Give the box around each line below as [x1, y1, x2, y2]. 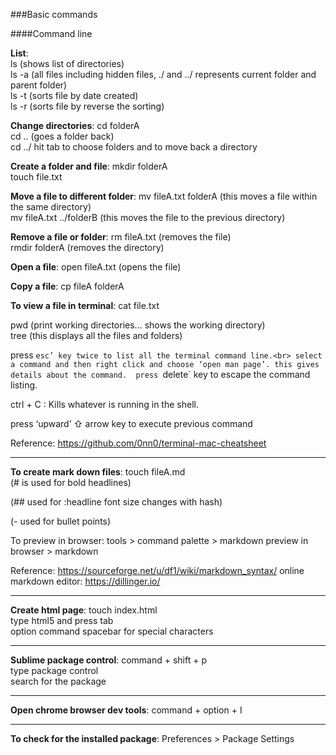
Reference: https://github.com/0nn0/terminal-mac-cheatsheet [10, 437, 267, 449]
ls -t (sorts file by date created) [10, 90, 139, 101]
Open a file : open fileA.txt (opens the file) [10, 261, 182, 273]
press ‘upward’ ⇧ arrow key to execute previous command [10, 418, 253, 429]
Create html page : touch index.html [10, 604, 158, 616]
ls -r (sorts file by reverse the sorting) [10, 100, 165, 112]
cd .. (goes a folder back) [10, 130, 115, 142]
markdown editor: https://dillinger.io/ [10, 575, 161, 587]
